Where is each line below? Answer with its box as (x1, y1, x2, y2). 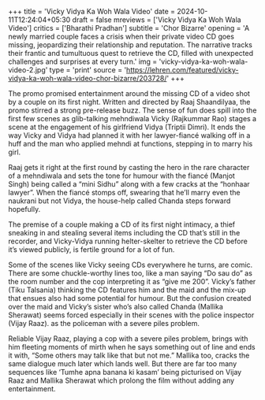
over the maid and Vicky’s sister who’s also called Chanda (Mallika (8, 302, 223, 311)
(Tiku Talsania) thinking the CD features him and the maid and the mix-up (8, 285, 246, 294)
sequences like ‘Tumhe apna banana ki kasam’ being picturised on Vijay (8, 368, 242, 376)
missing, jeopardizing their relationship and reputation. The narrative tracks (8, 40, 252, 50)
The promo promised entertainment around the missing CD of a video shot (8, 89, 251, 98)
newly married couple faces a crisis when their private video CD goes (8, 31, 235, 41)
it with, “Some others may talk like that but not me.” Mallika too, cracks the (8, 350, 250, 360)
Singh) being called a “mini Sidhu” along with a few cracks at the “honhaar (8, 180, 250, 188)
